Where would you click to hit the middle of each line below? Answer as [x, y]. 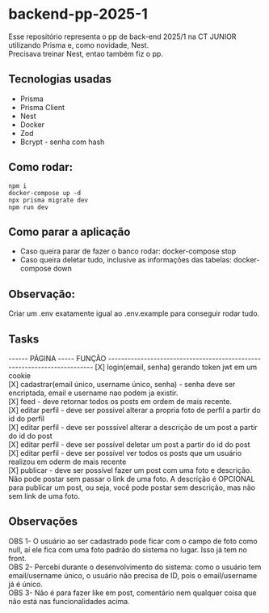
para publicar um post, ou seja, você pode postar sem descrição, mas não [132, 487]
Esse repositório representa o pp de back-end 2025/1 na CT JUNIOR [122, 36]
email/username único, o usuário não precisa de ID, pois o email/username [133, 575]
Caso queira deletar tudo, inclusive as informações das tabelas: [126, 260]
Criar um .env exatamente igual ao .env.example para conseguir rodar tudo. [134, 313]
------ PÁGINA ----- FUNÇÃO [57, 358]
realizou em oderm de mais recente [67, 462]
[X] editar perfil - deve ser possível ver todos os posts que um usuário [125, 453]
